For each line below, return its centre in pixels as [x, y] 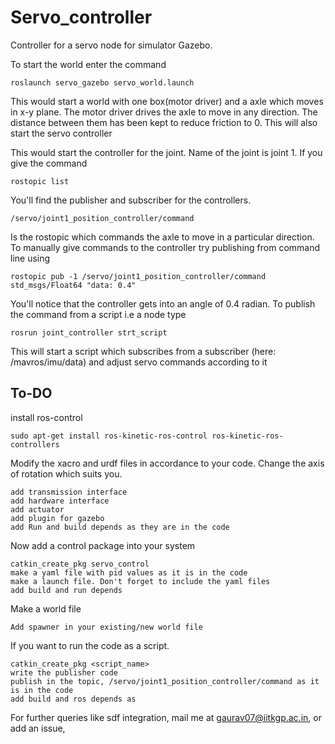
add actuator [37, 509]
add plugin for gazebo [57, 518]
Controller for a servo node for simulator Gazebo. [111, 45]
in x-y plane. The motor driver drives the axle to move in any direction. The [164, 112]
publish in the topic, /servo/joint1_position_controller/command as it [165, 681]
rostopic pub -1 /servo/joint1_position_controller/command [138, 276]
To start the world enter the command [88, 64]
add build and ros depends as [73, 699]
